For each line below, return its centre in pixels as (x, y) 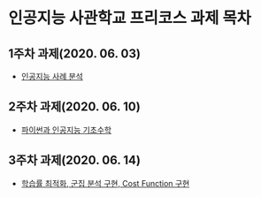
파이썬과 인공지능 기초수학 (66, 130)
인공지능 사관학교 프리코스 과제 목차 (130, 18)
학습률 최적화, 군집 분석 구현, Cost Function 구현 (105, 183)
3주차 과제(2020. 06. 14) (74, 160)
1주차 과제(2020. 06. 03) (74, 53)
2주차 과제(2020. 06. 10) (74, 107)
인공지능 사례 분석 (52, 76)
